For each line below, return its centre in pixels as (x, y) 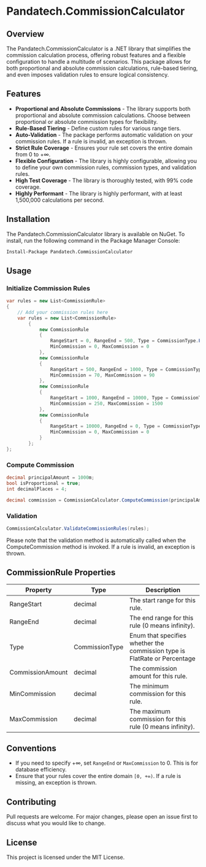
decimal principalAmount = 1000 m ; (51, 478)
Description (163, 590)
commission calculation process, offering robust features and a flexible (96, 55)
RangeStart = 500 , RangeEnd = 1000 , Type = (107, 369)
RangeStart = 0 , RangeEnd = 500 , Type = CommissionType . (124, 341)
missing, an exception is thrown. (56, 782)
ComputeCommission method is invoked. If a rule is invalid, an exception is (101, 546)
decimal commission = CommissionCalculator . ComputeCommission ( (89, 500)
